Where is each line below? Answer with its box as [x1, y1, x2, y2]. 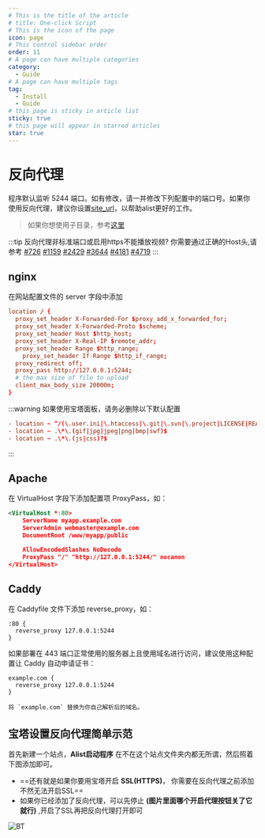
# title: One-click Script [8, 19, 97, 27]
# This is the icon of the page [8, 26, 114, 34]
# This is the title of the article [8, 11, 129, 20]
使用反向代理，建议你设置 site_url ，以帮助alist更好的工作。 [8, 203, 197, 213]
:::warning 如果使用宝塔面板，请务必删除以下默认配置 [8, 404, 181, 413]
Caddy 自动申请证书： [23, 659, 96, 668]
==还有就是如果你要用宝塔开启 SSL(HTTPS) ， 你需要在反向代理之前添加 [19, 776, 255, 786]
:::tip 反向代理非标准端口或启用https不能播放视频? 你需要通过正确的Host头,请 [8, 236, 257, 246]
